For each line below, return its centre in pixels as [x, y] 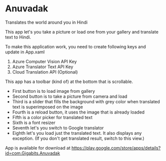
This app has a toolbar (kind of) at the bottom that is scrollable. [69, 81]
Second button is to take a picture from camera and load [70, 96]
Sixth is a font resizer [34, 122]
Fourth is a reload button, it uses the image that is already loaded [78, 112]
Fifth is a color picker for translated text [52, 117]
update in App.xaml [25, 52]
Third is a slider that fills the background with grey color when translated [86, 101]
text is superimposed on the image [47, 107]
